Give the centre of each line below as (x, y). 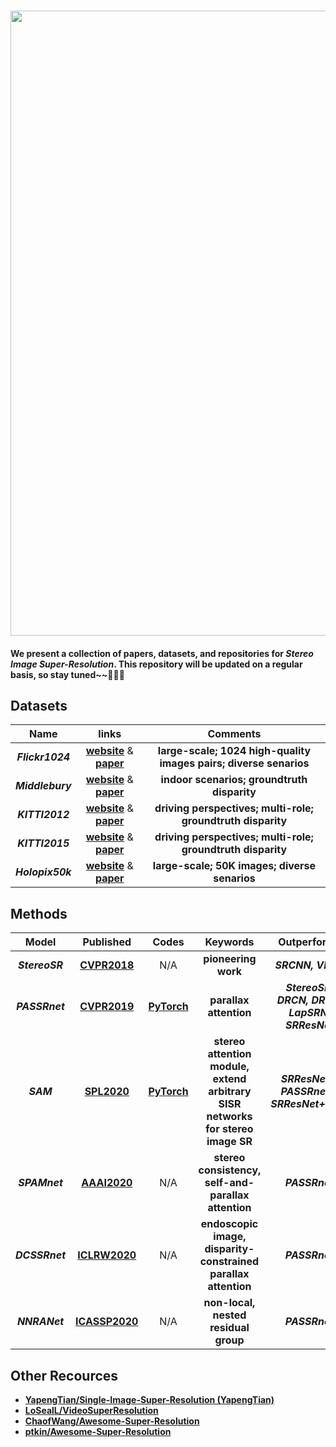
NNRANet (40, 1322)
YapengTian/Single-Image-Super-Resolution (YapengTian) (149, 1399)
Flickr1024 (43, 757)
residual (229, 1328)
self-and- (229, 1183)
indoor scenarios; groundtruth (234, 780)
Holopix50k (43, 872)
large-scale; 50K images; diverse (234, 866)
